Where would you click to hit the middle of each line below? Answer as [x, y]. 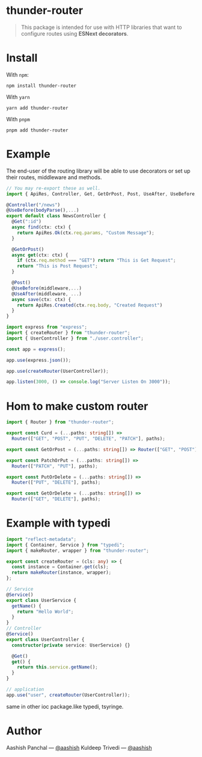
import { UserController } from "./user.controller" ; [75, 338]
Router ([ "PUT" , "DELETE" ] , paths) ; [56, 483]
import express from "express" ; [47, 327]
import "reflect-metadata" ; [41, 539]
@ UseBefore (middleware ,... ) [47, 288]
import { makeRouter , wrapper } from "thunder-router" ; [78, 550]
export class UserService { [41, 600]
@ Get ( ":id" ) [27, 222]
